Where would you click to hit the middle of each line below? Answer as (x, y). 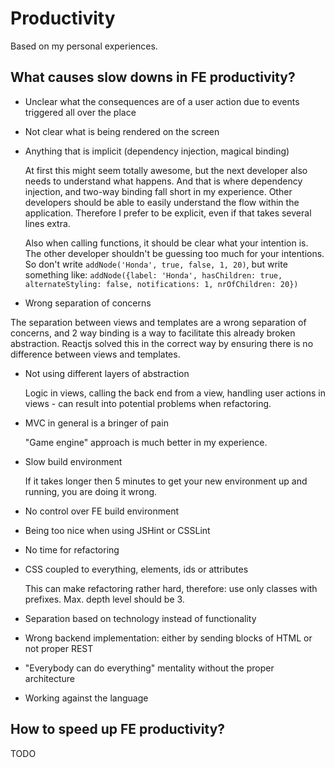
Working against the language (86, 698)
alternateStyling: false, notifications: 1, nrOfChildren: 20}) (161, 284)
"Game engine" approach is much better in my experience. (146, 442)
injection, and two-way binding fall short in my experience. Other (158, 191)
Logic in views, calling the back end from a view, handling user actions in (175, 393)
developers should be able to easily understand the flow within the (162, 202)
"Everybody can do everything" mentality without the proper (149, 668)
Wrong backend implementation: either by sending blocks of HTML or (168, 638)
